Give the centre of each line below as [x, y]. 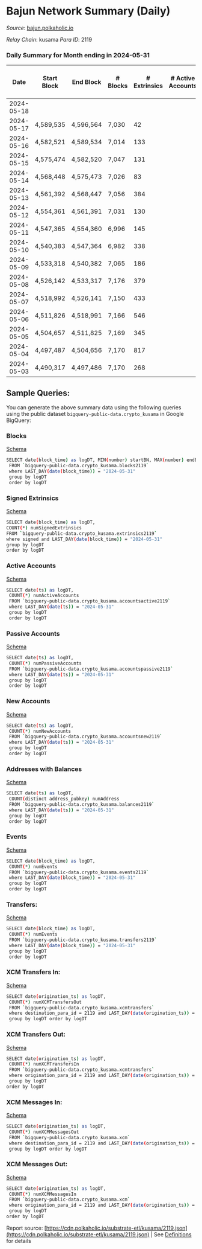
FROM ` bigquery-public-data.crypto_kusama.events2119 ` [79, 872]
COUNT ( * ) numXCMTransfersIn [44, 1064]
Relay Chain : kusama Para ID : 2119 [49, 39]
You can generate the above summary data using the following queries [94, 407]
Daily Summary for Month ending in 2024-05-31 [78, 55]
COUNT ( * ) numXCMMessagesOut [44, 1132]
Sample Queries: [38, 393]
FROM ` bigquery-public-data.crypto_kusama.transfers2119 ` [83, 940]
